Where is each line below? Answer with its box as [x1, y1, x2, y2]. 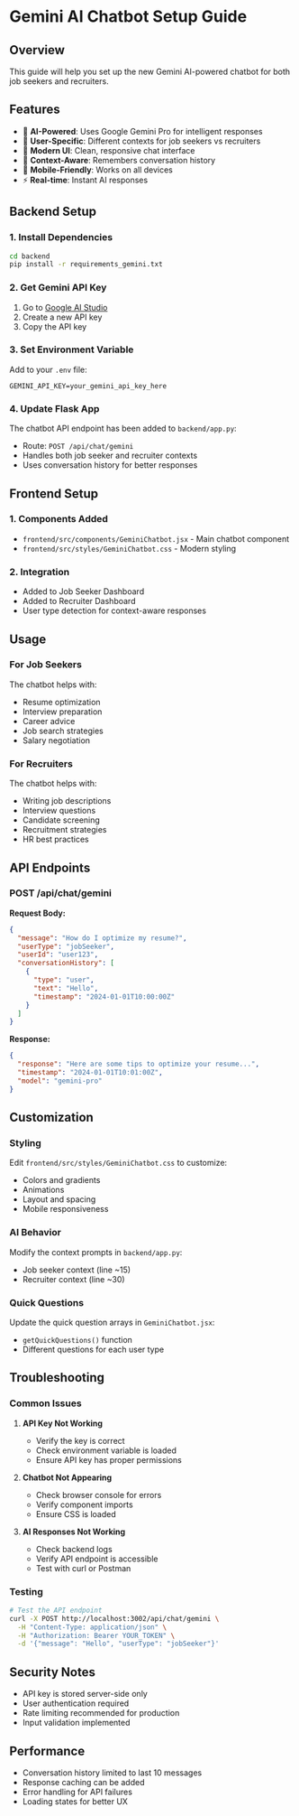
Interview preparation [22, 706, 103, 717]
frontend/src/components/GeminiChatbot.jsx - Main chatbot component [22, 533, 290, 544]
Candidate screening [22, 815, 101, 825]
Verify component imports [35, 1499, 133, 1510]
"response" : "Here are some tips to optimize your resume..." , [17, 1059, 259, 1069]
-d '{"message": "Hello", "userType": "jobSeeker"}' [17, 1639, 220, 1649]
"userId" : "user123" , [17, 950, 99, 959]
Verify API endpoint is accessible [35, 1553, 159, 1564]
